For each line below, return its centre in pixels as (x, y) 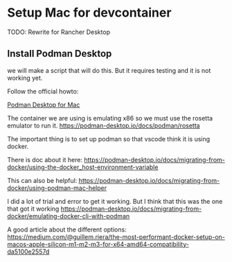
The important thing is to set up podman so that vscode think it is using (109, 139)
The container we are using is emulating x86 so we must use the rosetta (110, 118)
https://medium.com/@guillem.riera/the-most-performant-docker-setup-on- (116, 236)
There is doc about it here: (45, 159)
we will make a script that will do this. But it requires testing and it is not (109, 70)
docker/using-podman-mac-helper (57, 188)
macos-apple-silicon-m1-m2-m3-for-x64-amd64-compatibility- (98, 244)
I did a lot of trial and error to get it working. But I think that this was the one (115, 201)
